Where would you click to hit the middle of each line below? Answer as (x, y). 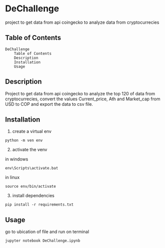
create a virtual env (32, 131)
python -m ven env (24, 141)
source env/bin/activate (31, 186)
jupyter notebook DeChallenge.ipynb (43, 241)
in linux (12, 177)
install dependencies (33, 196)
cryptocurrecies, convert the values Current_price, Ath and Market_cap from (83, 99)
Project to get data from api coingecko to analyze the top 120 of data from (80, 93)
